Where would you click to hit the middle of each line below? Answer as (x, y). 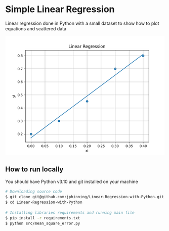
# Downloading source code (34, 191)
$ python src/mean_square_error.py (43, 223)
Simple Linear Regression (60, 9)
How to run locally (34, 170)
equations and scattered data (36, 28)
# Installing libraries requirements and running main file (70, 213)
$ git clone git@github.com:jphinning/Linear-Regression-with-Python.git (85, 197)
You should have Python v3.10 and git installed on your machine (72, 181)
